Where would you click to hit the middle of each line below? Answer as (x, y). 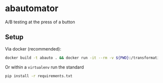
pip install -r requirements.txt (39, 76)
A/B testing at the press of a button (40, 22)
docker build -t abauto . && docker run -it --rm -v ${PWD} (67, 58)
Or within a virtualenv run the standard (44, 67)
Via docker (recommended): (33, 49)
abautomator (32, 8)
